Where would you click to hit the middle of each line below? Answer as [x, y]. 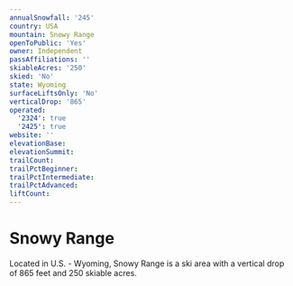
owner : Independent [46, 51]
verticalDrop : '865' [48, 101]
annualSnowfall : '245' [52, 18]
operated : [28, 110]
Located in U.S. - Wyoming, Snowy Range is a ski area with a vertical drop [147, 263]
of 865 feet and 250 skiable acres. [73, 272]
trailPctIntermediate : [52, 177]
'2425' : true [42, 127]
